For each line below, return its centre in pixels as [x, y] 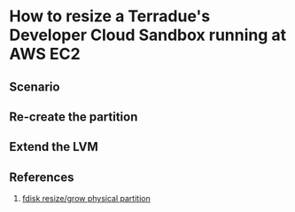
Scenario [35, 86]
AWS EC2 [45, 54]
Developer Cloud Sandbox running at [148, 35]
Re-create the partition [74, 117]
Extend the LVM [54, 147]
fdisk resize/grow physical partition [86, 199]
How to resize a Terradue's [110, 16]
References [42, 177]
